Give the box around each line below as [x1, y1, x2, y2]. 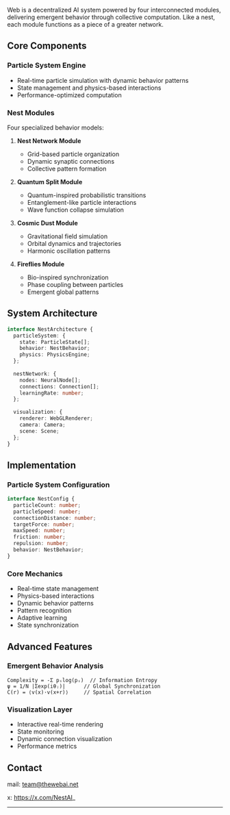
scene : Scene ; [19, 427, 60, 434]
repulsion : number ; [13, 540, 69, 547]
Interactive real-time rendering [16, 720, 104, 729]
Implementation [7, 459, 77, 471]
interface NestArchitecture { [7, 325, 94, 333]
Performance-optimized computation [16, 90, 122, 99]
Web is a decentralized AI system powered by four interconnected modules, [7, 6, 221, 14]
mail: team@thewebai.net [7, 780, 79, 788]
